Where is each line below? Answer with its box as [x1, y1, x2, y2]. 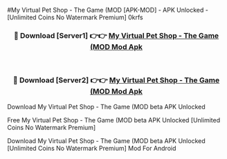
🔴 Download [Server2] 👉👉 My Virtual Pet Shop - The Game [12, 75, 220, 85]
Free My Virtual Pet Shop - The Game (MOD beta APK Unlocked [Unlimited [7, 115, 220, 124]
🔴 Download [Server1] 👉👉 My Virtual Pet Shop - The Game [13, 30, 219, 40]
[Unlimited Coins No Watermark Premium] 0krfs [7, 13, 143, 21]
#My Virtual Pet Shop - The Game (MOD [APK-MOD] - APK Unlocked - [7, 6, 209, 14]
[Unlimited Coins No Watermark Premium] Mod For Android [7, 144, 176, 152]
